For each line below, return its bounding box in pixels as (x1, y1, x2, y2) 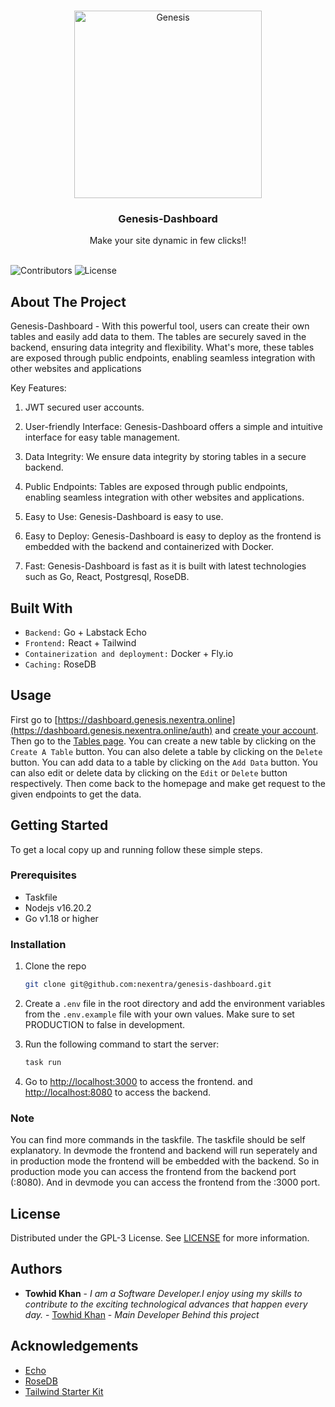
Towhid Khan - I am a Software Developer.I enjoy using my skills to (24, 1287, 303, 1299)
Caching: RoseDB (24, 658, 97, 670)
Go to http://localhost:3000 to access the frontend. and (24, 1075, 253, 1087)
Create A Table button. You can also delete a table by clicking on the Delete (10, 745, 323, 757)
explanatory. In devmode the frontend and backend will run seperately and (10, 1145, 318, 1157)
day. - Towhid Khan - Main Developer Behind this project (24, 1308, 260, 1320)
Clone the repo (24, 960, 87, 972)
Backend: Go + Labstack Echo (24, 626, 147, 638)
